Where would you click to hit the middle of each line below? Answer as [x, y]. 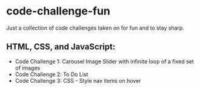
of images [28, 68]
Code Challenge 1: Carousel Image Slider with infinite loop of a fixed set [104, 61]
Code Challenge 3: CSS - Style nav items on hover [78, 80]
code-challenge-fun [58, 11]
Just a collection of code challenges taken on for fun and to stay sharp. [95, 28]
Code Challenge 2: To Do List [52, 74]
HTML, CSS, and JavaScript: [61, 47]
